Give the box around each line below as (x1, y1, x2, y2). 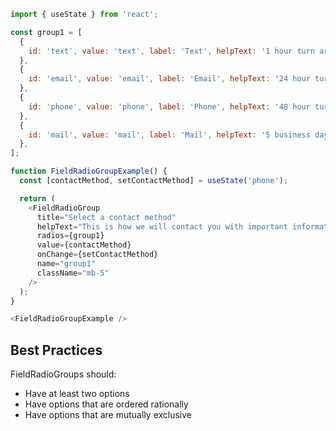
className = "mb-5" (36, 268, 110, 278)
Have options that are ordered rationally (24, 398, 189, 410)
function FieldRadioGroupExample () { (10, 166, 168, 177)
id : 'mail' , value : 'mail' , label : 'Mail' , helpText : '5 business (28, 130, 311, 140)
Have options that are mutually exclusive (24, 409, 193, 421)
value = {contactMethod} (36, 240, 132, 250)
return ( (19, 193, 56, 204)
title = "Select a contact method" (36, 212, 177, 222)
